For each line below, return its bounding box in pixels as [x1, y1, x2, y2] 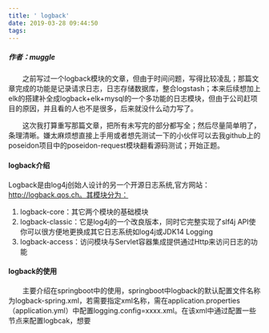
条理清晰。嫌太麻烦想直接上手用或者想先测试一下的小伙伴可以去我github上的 [8, 131, 261, 141]
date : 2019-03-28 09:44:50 [8, 19, 98, 27]
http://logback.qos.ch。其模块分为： [8, 189, 129, 200]
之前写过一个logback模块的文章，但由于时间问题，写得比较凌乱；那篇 [22, 73, 252, 84]
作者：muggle [8, 52, 56, 61]
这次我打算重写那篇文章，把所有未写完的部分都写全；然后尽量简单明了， [22, 121, 261, 130]
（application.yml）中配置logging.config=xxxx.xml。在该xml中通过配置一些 [8, 305, 257, 315]
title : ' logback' [8, 11, 70, 20]
